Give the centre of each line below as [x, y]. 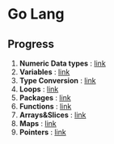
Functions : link [45, 106]
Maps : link [38, 123]
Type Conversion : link [57, 80]
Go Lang [36, 14]
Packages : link [45, 97]
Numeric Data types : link [62, 63]
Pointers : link [42, 132]
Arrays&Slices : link [53, 115]
